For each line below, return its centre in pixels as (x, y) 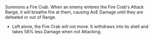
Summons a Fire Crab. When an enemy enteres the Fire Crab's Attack (74, 7)
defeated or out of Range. (31, 17)
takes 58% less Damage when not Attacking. (57, 32)
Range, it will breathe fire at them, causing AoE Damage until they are (74, 12)
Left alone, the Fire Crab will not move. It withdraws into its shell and (80, 26)
